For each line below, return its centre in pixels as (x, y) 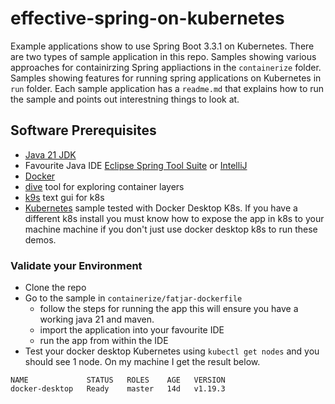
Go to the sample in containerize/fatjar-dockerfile (133, 298)
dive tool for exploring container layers (104, 186)
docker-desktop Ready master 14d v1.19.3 (118, 389)
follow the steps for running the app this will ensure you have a (169, 309)
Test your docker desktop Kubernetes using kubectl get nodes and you (172, 351)
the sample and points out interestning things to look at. (125, 99)
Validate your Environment (76, 265)
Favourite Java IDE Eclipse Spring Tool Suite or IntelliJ (136, 165)
